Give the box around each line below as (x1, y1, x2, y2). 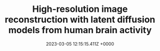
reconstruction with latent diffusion (4, 14, 155, 25)
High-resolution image (32, 3, 128, 15)
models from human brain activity (8, 25, 152, 36)
